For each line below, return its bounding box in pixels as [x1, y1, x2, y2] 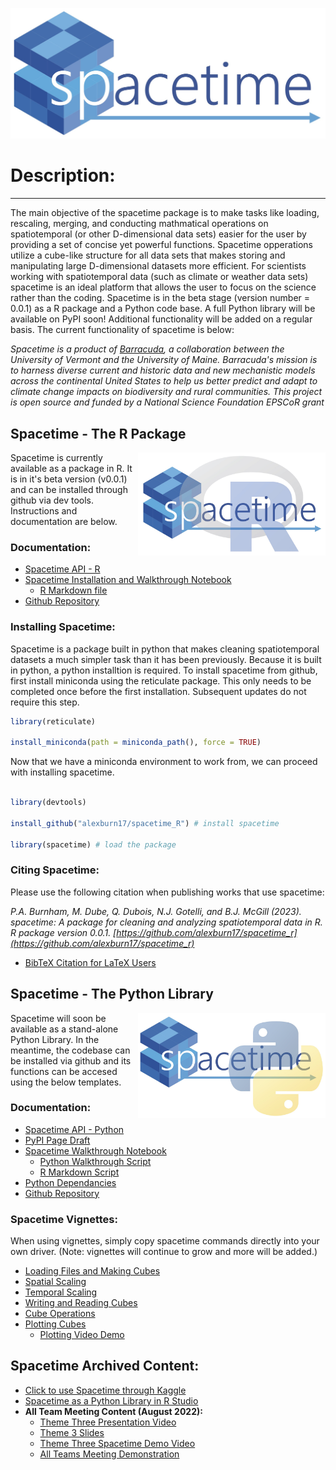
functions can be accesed [10, 1065, 118, 1077]
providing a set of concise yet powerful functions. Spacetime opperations [10, 239, 313, 251]
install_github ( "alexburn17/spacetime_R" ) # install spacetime [10, 818, 280, 828]
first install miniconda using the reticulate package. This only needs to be [10, 674, 312, 687]
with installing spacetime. [10, 766, 115, 778]
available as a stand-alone [10, 1023, 119, 1035]
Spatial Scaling [24, 1276, 87, 1288]
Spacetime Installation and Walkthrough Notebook [24, 574, 232, 586]
